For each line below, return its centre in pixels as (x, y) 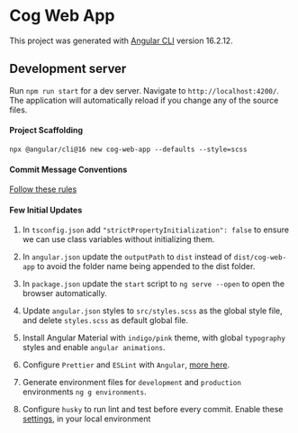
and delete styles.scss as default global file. (105, 320)
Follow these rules (43, 189)
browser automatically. (64, 293)
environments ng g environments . (84, 392)
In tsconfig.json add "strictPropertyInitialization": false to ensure (156, 230)
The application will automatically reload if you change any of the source (144, 100)
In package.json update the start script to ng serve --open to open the (154, 284)
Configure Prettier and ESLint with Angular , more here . (126, 365)
